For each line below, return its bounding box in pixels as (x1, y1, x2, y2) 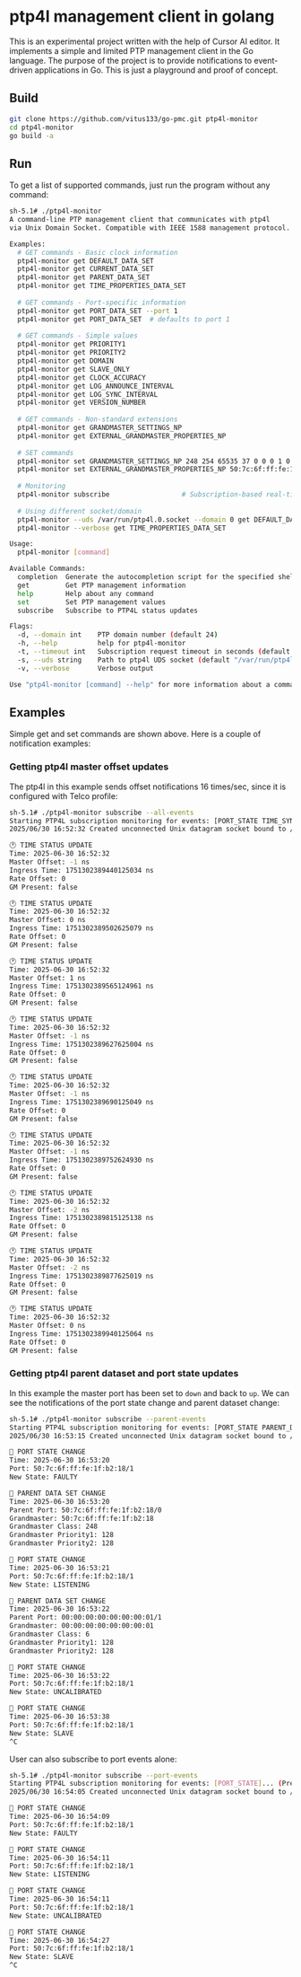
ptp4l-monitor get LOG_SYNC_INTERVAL (17, 390, 159, 399)
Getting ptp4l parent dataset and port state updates (9, 1367, 239, 1380)
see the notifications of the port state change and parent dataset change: (9, 1397, 280, 1408)
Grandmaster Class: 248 (9, 1522, 99, 1532)
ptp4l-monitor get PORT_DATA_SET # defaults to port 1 (17, 314, 230, 324)
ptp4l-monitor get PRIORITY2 (17, 348, 126, 357)
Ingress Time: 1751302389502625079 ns (9, 924, 154, 933)
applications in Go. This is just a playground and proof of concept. (34, 65, 279, 75)
